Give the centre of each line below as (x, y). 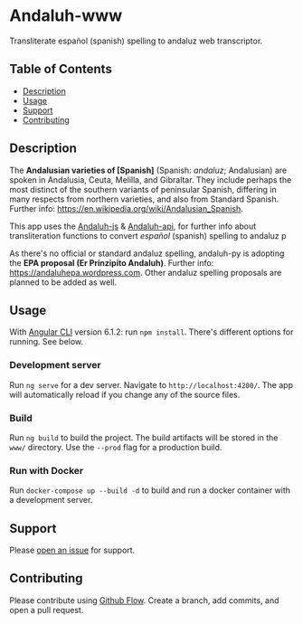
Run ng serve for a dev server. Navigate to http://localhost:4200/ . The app (151, 384)
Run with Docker (47, 470)
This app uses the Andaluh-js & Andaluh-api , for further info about (133, 226)
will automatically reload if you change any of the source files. (125, 394)
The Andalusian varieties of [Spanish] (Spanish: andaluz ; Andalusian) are (148, 170)
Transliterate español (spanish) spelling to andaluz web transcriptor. (136, 41)
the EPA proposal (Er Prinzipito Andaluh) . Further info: (112, 262)
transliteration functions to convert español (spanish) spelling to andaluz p (148, 235)
